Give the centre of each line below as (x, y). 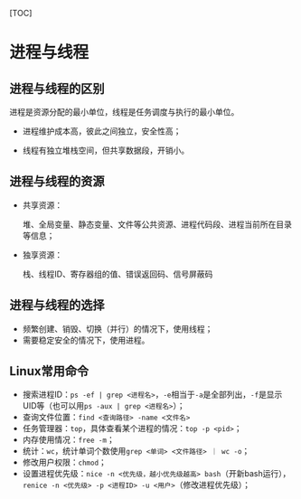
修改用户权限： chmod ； (64, 462)
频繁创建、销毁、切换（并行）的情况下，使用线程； (118, 328)
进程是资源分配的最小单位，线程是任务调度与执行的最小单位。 (124, 112)
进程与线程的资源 (57, 181)
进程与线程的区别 (57, 88)
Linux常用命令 (49, 371)
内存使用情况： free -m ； (68, 440)
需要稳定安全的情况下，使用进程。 (86, 340)
